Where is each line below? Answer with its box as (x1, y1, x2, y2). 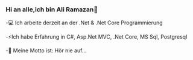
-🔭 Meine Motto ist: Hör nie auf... (5, 47, 87, 54)
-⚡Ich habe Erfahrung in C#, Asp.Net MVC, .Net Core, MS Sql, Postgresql (5, 33, 188, 40)
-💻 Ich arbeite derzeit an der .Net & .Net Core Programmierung (5, 19, 163, 26)
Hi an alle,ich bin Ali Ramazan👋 (5, 5, 98, 14)
